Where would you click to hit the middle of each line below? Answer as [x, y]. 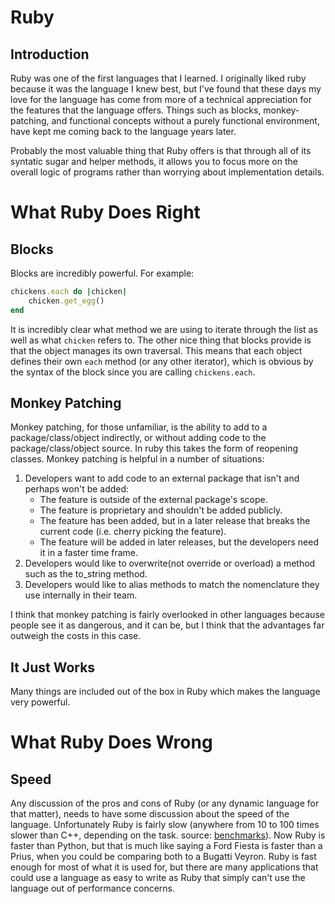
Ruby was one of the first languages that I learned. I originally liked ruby [158, 78]
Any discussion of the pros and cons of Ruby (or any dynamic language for [165, 803]
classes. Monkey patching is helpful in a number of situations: [137, 459]
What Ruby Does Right [105, 212]
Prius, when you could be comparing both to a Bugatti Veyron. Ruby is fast [163, 857]
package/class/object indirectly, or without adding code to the [138, 438]
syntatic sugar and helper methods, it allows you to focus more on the [154, 161]
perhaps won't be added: [77, 489]
